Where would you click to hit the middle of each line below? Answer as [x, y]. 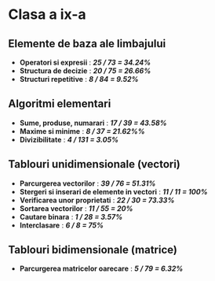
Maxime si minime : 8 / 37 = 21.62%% [82, 131]
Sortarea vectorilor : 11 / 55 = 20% [76, 208]
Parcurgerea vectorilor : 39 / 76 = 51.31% [87, 183]
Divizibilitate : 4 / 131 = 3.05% [69, 139]
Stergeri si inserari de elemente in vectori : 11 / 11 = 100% [113, 191]
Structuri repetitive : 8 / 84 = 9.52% [79, 79]
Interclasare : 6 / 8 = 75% [62, 225]
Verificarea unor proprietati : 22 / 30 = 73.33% [97, 200]
